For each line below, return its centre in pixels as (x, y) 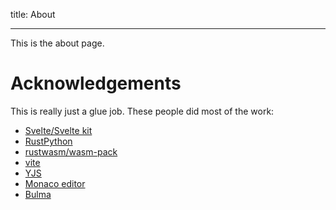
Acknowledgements (96, 83)
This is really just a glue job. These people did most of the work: (142, 111)
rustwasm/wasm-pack (71, 151)
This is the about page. (57, 43)
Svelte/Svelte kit (58, 130)
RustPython (48, 141)
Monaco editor (55, 183)
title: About (33, 14)
